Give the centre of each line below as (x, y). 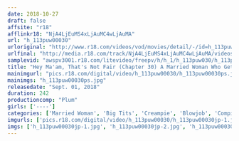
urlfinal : (22, 54)
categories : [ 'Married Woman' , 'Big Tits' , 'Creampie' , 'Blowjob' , (110, 113)
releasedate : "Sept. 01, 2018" (54, 87)
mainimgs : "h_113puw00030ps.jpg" (57, 80)
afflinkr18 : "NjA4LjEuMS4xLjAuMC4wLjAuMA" (71, 34)
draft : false (27, 21)
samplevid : (23, 61)
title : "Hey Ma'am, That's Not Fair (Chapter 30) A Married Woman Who (114, 67)
